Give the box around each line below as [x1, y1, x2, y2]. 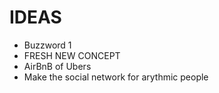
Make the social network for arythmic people [23, 71, 209, 83]
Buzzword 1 [23, 39, 72, 51]
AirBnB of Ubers [23, 60, 92, 72]
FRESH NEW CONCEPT [23, 49, 121, 61]
